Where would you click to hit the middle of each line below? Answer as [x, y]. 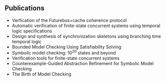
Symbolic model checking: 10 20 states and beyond [64, 52]
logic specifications [32, 31]
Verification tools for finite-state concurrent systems [66, 58]
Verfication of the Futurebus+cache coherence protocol [69, 20]
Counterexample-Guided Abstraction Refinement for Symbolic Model [83, 63]
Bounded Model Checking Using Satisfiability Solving [67, 46]
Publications [25, 8]
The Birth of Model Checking [42, 74]
